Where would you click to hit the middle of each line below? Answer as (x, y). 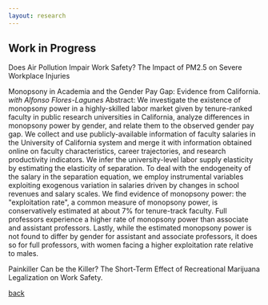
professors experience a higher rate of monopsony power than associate (128, 220)
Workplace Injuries (39, 76)
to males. (23, 254)
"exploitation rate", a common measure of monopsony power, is (113, 202)
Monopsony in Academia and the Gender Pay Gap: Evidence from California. (134, 91)
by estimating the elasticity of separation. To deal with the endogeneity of (130, 169)
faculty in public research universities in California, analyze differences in (129, 117)
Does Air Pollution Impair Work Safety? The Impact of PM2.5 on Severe (125, 67)
